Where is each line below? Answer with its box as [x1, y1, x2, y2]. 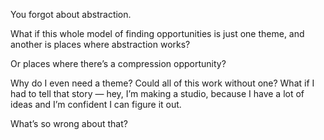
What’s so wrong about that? [10, 118, 128, 129]
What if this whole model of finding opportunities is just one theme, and [10, 28, 305, 39]
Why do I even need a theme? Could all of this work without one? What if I [10, 77, 315, 89]
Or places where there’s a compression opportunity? [10, 58, 227, 69]
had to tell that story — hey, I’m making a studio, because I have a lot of [10, 88, 305, 99]
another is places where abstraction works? [10, 39, 191, 50]
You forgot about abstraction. [10, 9, 132, 20]
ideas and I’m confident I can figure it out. [10, 99, 182, 110]
